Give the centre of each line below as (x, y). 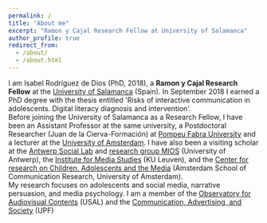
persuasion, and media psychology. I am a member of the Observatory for (130, 193)
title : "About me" (39, 23)
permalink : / (30, 16)
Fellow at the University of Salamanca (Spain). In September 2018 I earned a (134, 91)
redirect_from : (33, 46)
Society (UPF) (31, 210)
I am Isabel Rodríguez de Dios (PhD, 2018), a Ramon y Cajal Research (123, 83)
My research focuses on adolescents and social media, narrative (114, 185)
